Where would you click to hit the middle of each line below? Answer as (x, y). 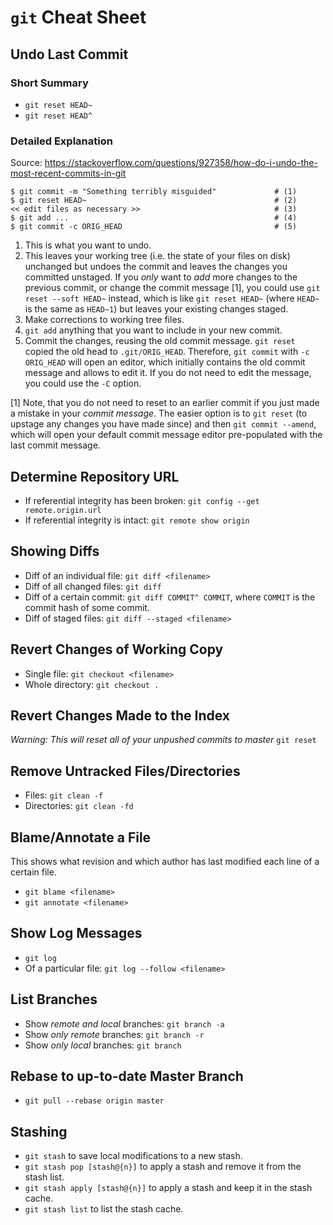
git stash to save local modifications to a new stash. (133, 1156)
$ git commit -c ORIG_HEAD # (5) (154, 227)
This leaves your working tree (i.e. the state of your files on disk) (157, 256)
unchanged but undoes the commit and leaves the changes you (156, 267)
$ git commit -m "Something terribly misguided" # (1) (154, 192)
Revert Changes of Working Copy (117, 649)
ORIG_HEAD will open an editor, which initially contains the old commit (165, 362)
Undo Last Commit (69, 54)
